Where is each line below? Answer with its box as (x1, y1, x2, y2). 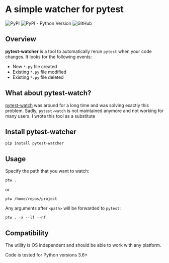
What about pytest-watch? (5, 89, 92, 97)
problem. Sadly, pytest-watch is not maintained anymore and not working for (5, 108, 164, 114)
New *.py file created (12, 63, 57, 69)
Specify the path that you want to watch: (5, 168, 90, 174)
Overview (5, 35, 37, 43)
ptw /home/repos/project (5, 196, 57, 201)
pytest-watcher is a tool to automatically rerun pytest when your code (5, 48, 152, 54)
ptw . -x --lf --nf (5, 215, 46, 220)
